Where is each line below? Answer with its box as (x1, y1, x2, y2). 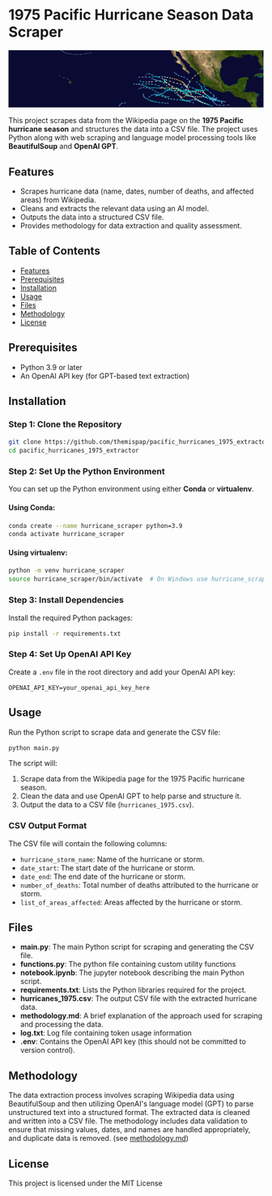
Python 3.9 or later (19, 362, 83, 372)
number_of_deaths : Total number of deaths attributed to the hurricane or (19, 880, 259, 890)
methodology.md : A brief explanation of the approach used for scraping (19, 1011, 263, 1021)
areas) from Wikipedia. (19, 194, 96, 204)
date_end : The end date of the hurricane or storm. (19, 871, 186, 881)
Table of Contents (8, 245, 101, 258)
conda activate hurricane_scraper (8, 530, 125, 538)
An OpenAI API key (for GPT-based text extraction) (19, 371, 190, 381)
